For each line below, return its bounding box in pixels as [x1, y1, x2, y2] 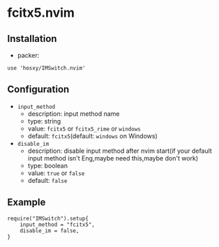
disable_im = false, [20, 227, 80, 234]
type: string [27, 117, 61, 125]
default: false [27, 176, 68, 184]
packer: [17, 51, 40, 59]
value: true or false [27, 169, 85, 177]
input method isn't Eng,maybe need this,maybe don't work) [27, 154, 199, 162]
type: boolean [27, 161, 68, 170]
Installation [7, 33, 57, 45]
